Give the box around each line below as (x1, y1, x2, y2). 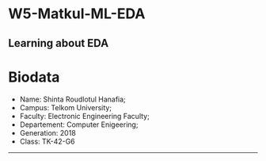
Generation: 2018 (19, 128, 77, 137)
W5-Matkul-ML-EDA (8, 5, 146, 23)
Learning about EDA (8, 36, 109, 50)
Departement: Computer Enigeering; (19, 120, 139, 129)
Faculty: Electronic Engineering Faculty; (19, 111, 150, 121)
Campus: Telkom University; (19, 102, 112, 112)
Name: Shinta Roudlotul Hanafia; (19, 94, 127, 104)
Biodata (8, 68, 60, 86)
